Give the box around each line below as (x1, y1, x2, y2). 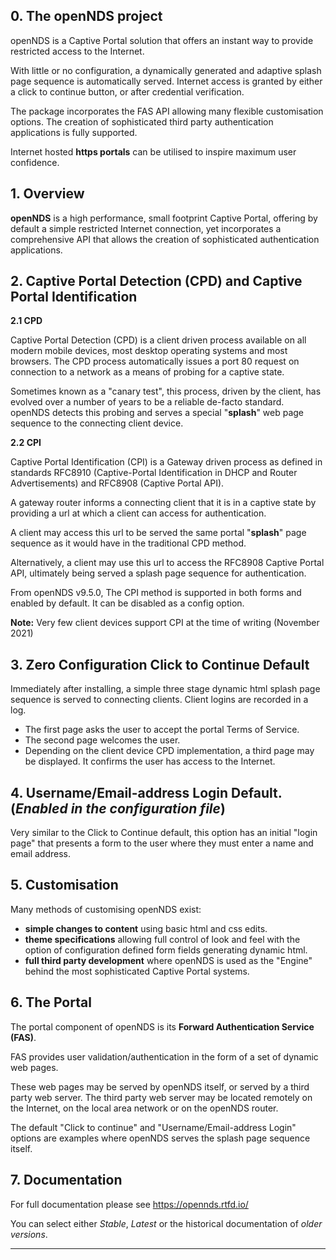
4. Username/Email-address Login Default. (10, 784, 283, 801)
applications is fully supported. (10, 126, 138, 138)
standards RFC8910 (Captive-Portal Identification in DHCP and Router (10, 467, 298, 479)
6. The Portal (10, 994, 92, 1011)
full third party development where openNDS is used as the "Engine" (24, 954, 313, 966)
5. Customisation (10, 877, 119, 894)
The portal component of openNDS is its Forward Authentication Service (10, 1020, 315, 1033)
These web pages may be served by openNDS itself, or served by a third (10, 1080, 310, 1093)
